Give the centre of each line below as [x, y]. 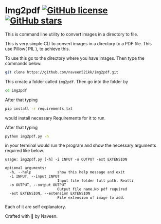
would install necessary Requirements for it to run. [55, 118]
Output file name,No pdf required [92, 190]
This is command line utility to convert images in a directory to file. [72, 34]
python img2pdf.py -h [27, 136]
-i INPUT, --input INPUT [35, 177]
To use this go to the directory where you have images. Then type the [75, 58]
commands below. [23, 63]
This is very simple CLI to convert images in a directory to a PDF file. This [79, 43]
